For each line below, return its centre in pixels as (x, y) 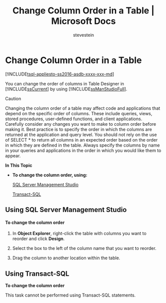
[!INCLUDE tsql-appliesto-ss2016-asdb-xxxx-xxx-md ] (60, 74)
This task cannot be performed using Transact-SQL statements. (70, 295)
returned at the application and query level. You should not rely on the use (81, 135)
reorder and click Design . (39, 239)
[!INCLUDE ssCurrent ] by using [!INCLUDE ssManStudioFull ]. (66, 89)
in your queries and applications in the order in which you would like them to (83, 150)
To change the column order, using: (50, 175)
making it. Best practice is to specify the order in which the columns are (79, 129)
